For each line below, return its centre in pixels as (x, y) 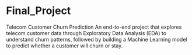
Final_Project (39, 11)
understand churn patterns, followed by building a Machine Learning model (97, 39)
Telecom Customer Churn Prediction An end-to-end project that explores (94, 27)
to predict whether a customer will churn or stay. (64, 46)
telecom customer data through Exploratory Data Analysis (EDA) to (86, 33)
